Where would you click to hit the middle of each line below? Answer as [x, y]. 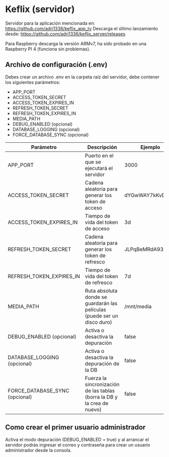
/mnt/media [138, 306]
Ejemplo [150, 147]
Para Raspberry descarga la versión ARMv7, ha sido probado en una [76, 43]
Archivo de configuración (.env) [56, 65]
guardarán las [101, 303]
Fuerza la [96, 378]
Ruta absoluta [101, 291]
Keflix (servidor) [40, 9]
